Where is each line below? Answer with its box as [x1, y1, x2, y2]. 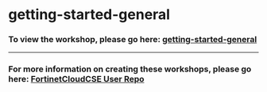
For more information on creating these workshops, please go [8, 63, 252, 75]
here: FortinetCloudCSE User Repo [8, 74, 145, 85]
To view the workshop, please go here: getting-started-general [8, 34, 257, 45]
